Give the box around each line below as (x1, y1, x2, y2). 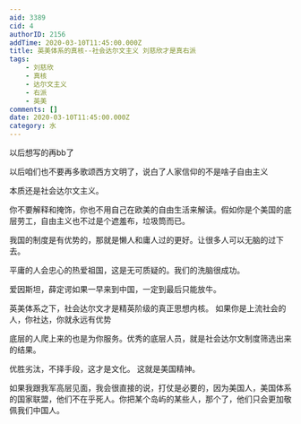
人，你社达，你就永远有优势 (9, 315, 112, 324)
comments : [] (9, 105, 58, 114)
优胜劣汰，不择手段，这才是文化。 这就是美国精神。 (9, 364, 200, 374)
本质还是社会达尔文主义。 (9, 186, 104, 195)
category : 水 (9, 122, 56, 131)
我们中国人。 (16, 405, 64, 415)
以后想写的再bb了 (9, 147, 74, 158)
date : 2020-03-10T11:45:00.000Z (9, 113, 130, 122)
